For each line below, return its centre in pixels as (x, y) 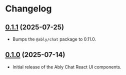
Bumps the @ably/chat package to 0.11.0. (54, 39)
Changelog (28, 9)
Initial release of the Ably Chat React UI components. (67, 67)
